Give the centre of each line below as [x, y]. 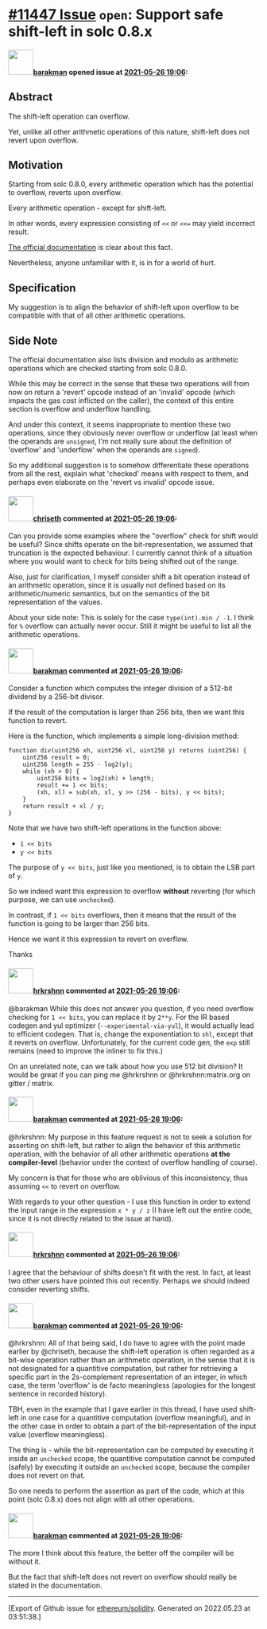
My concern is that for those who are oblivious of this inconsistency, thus [128, 1178]
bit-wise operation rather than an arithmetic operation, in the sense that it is [132, 1360]
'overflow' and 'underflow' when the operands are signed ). [104, 450]
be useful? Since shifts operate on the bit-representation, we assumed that [131, 545]
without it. [25, 1561]
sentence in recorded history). [58, 1394]
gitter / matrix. [31, 1083]
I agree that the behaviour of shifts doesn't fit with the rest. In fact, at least [130, 1272]
